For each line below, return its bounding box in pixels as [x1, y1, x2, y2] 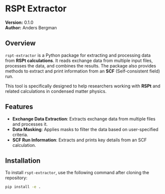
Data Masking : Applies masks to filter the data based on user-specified [12, 126, 159, 132]
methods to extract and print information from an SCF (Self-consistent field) [5, 68, 160, 74]
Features [5, 103, 33, 111]
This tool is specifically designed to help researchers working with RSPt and [5, 83, 161, 89]
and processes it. [12, 121, 48, 127]
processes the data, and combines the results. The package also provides [5, 63, 156, 68]
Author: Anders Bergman [5, 24, 57, 30]
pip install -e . [5, 185, 41, 190]
